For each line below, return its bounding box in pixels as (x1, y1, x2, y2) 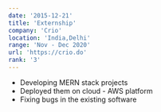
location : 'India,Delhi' (8, 33, 91, 42)
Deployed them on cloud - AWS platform (19, 86, 153, 95)
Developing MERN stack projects (19, 77, 128, 87)
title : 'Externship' (8, 19, 77, 27)
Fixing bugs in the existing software (19, 95, 137, 104)
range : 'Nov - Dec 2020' (8, 41, 91, 49)
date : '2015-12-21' (8, 11, 73, 20)
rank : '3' (8, 56, 41, 64)
